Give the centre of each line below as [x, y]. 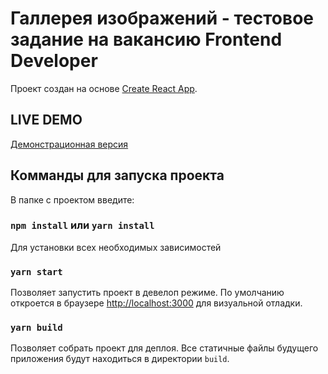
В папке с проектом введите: [72, 199]
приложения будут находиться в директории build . [120, 359]
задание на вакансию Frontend [146, 39]
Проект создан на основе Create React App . [104, 88]
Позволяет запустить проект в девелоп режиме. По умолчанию [147, 293]
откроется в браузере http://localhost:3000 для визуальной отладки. [156, 303]
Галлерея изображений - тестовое [162, 18]
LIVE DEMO [46, 120]
